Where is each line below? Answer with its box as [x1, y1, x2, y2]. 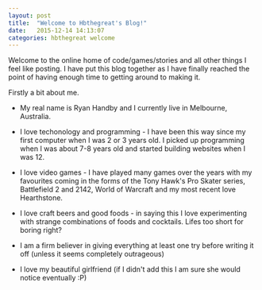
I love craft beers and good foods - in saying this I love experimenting [19, 208, 248, 218]
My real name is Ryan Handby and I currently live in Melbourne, [19, 103, 228, 113]
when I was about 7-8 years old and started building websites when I [19, 144, 246, 153]
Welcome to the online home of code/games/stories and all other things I [8, 56, 247, 65]
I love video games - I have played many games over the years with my [19, 168, 252, 177]
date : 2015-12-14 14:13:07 [8, 26, 105, 34]
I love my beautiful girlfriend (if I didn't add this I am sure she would [19, 265, 241, 274]
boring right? [19, 226, 62, 235]
